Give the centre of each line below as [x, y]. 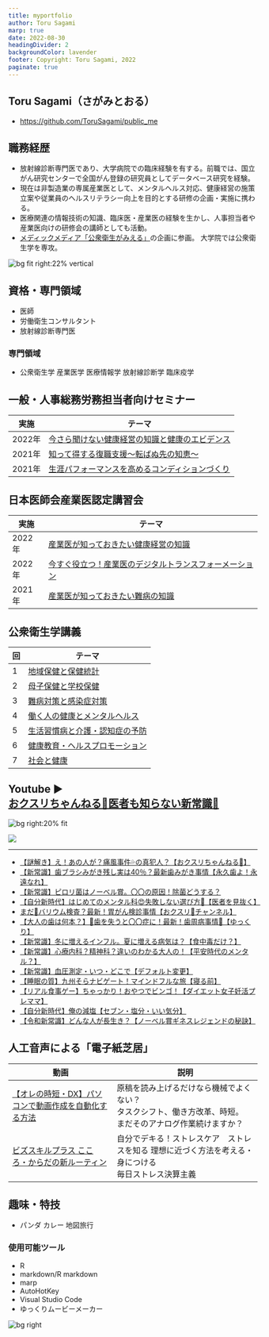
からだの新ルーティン [68, 1162]
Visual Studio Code [51, 1299]
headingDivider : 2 [38, 45]
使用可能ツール [37, 1248]
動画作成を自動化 [68, 1105]
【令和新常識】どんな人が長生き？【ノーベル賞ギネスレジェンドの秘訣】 [137, 1020]
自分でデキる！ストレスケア [168, 1138]
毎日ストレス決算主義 [156, 1174]
